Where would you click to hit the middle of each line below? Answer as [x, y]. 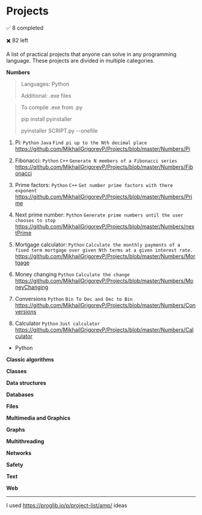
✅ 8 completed [25, 28]
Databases [20, 394]
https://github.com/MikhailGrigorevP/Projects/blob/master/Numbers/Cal [104, 329]
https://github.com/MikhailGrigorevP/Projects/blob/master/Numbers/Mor [105, 256]
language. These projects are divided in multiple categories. [81, 60]
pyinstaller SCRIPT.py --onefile [59, 130]
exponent [26, 191]
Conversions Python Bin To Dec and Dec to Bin [74, 299]
